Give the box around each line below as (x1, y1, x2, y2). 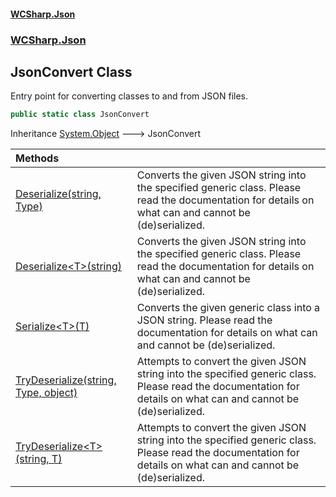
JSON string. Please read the (136, 313, 273, 327)
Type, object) (15, 386, 78, 400)
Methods (15, 151, 60, 165)
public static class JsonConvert (10, 110, 150, 120)
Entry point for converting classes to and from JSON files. (10, 90, 249, 102)
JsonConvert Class (10, 63, 133, 80)
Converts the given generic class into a (136, 301, 321, 315)
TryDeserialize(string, (15, 373, 117, 387)
